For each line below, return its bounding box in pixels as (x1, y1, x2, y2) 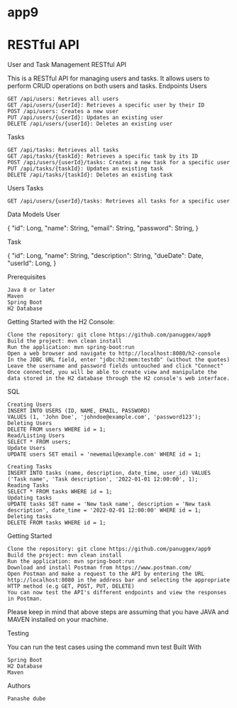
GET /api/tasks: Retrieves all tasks (7, 146, 119, 154)
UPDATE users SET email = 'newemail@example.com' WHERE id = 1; (7, 451, 202, 458)
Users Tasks (7, 184, 44, 193)
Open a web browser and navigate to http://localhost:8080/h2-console (7, 350, 221, 358)
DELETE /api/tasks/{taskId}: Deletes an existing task (7, 171, 173, 178)
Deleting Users (7, 420, 53, 427)
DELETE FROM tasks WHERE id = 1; (7, 520, 106, 527)
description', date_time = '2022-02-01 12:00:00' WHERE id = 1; (7, 507, 202, 514)
